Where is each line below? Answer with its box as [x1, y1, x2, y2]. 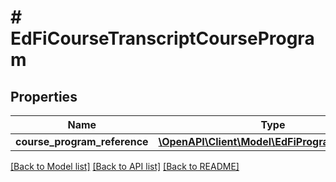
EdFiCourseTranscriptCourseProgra [10, 27, 315, 50]
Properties [10, 88, 78, 105]
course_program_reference [15, 135, 149, 148]
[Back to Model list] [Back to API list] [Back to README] [10, 161, 240, 172]
